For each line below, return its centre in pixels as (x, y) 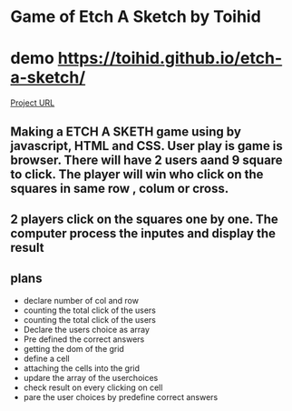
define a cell (47, 358)
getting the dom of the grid (74, 348)
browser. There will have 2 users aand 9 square (147, 160)
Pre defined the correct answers (84, 339)
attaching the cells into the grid (81, 368)
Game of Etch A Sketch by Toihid (136, 17)
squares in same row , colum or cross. (120, 188)
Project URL (33, 103)
